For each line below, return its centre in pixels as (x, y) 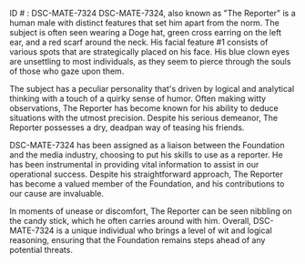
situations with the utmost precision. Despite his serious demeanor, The (144, 118)
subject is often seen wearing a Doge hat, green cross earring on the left (146, 32)
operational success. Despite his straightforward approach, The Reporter (147, 174)
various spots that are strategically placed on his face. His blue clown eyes (149, 52)
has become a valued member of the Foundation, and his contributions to (147, 184)
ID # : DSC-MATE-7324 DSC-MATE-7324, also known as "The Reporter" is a (152, 13)
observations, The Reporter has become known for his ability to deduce (144, 108)
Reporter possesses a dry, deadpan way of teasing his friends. (127, 127)
